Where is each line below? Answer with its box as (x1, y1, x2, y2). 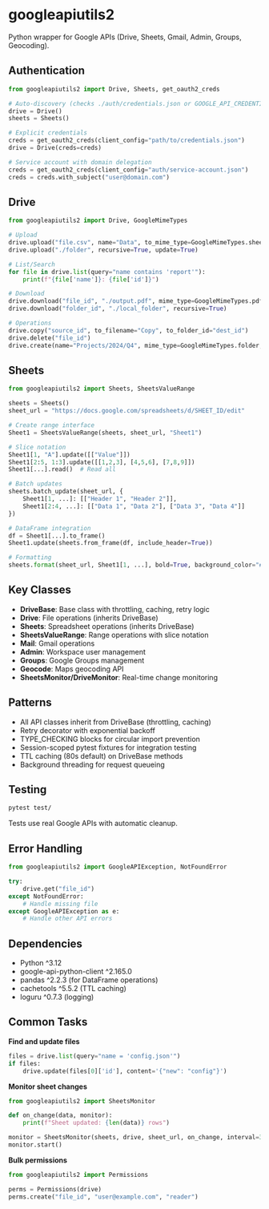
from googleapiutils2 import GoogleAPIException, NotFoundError (8, 863, 227, 871)
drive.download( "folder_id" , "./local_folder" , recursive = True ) (8, 304, 227, 313)
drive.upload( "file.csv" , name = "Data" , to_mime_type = (8, 239, 192, 247)
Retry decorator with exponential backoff (19, 725, 156, 735)
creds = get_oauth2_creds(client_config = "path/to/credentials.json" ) (8, 136, 246, 145)
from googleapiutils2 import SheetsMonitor (8, 1097, 156, 1105)
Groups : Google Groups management (19, 655, 145, 665)
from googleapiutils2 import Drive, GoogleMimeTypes (8, 216, 188, 225)
